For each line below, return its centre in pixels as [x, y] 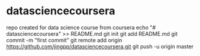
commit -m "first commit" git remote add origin [64, 40]
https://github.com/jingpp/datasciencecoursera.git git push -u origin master [100, 46]
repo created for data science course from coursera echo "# [81, 27]
